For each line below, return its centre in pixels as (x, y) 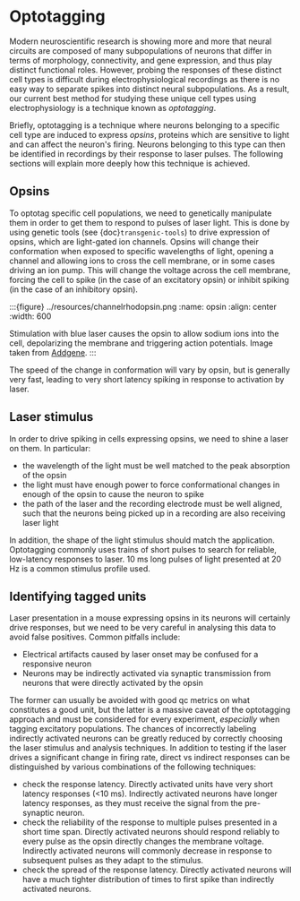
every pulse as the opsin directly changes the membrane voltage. (143, 841)
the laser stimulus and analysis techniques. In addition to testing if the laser (148, 748)
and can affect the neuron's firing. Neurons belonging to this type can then (147, 144)
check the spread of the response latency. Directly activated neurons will (157, 870)
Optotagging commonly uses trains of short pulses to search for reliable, (143, 549)
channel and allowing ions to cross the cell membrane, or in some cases (142, 261)
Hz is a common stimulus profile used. (80, 568)
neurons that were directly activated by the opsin (112, 683)
